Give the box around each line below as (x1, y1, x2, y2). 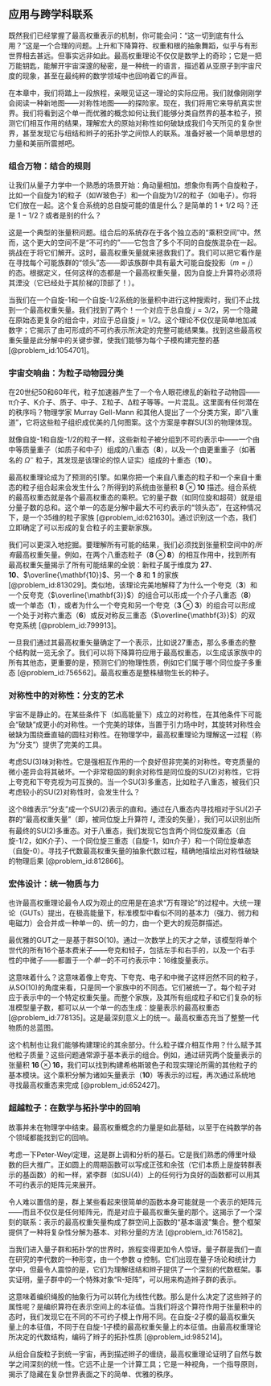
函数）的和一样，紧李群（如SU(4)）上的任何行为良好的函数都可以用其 (29, 1169, 261, 1179)
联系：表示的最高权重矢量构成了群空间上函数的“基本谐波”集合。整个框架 (22, 1217, 261, 1226)
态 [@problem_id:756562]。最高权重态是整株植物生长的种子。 (8, 668, 214, 678)
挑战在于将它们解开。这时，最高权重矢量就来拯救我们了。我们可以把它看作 (8, 248, 255, 258)
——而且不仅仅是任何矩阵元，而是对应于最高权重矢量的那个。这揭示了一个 (8, 1207, 255, 1217)
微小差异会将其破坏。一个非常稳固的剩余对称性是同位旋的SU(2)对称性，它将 (8, 767, 261, 777)
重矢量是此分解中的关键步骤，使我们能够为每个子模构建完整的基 (8, 335, 220, 345)
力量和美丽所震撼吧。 (8, 138, 79, 147)
